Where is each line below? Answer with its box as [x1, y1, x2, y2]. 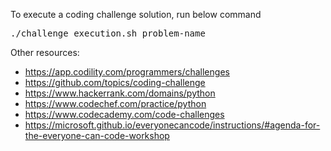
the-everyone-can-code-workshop [24, 130, 170, 141]
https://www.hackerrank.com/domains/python [24, 87, 216, 99]
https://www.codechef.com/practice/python [24, 98, 207, 109]
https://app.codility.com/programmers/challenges [24, 66, 230, 78]
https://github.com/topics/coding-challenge [24, 77, 206, 88]
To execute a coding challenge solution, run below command [10, 9, 262, 20]
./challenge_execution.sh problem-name [10, 28, 206, 39]
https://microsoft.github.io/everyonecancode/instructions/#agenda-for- [24, 119, 321, 131]
